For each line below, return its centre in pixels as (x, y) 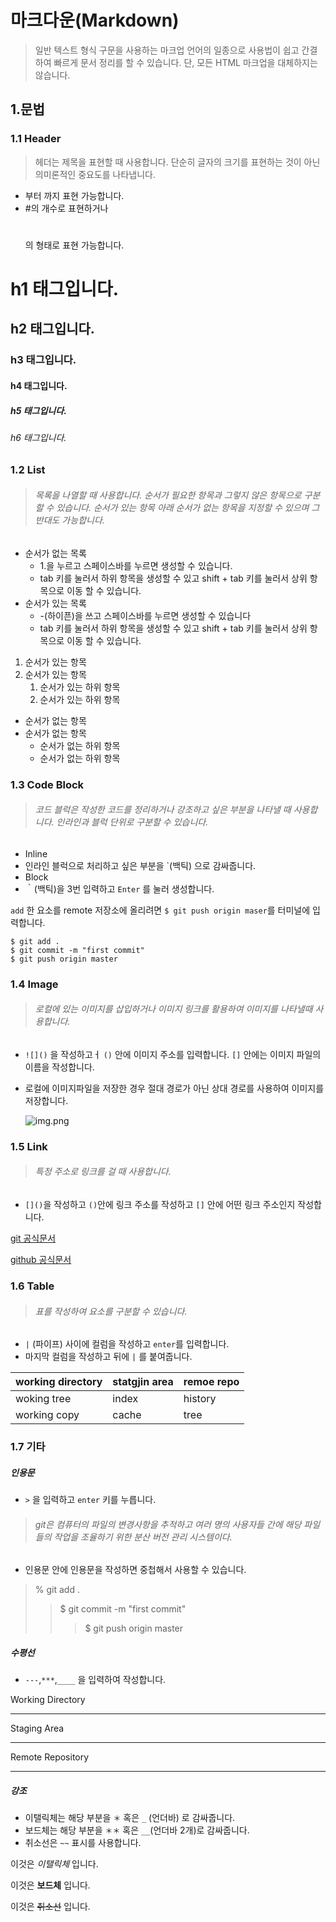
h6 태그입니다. (38, 437)
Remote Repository (50, 1757)
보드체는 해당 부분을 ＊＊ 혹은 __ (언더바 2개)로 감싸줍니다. (137, 1830)
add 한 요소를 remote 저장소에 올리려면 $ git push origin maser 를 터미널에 (160, 910)
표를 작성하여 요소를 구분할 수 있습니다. (111, 1311)
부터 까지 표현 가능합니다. (74, 195)
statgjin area (143, 1382)
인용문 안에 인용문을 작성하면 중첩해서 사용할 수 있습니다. (135, 1570)
